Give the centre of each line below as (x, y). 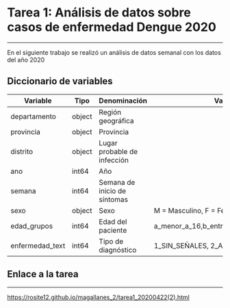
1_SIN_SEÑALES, (181, 246)
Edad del (113, 222)
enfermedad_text (38, 246)
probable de (118, 151)
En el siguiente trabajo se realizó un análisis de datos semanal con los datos (114, 52)
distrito (22, 151)
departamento (34, 116)
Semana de (117, 182)
